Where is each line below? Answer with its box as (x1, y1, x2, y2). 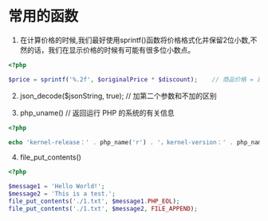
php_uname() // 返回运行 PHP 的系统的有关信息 (19, 108, 175, 117)
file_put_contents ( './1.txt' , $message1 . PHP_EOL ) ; (8, 197, 180, 206)
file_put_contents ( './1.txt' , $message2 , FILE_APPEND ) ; (8, 204, 198, 212)
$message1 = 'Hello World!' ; (8, 183, 105, 191)
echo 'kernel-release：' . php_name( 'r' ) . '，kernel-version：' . (8, 138, 234, 146)
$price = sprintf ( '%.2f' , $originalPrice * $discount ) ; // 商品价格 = (8, 75, 254, 84)
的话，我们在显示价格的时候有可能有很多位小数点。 (26, 45, 195, 54)
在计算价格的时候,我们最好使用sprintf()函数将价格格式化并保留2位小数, (19, 35, 251, 45)
